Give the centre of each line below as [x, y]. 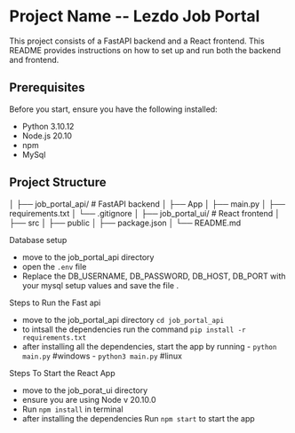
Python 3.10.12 [48, 126]
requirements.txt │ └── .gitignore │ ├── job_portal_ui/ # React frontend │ [145, 213]
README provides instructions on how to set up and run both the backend [145, 50]
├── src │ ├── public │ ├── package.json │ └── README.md [125, 223]
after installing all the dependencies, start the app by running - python [149, 346]
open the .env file [54, 266]
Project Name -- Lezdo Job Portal [135, 16]
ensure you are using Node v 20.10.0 [89, 399]
